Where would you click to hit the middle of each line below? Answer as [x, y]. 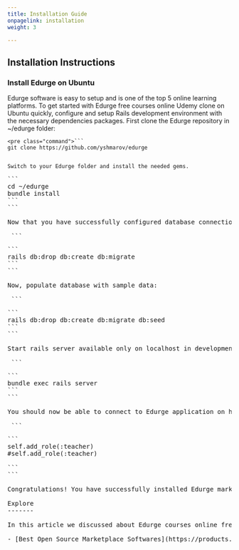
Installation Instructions [62, 62]
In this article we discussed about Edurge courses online [113, 525]
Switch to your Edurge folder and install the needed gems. [99, 167]
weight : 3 [22, 27]
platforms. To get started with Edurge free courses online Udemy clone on [116, 106]
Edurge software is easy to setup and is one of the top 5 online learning [112, 98]
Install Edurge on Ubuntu [51, 83]
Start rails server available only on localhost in [100, 349]
